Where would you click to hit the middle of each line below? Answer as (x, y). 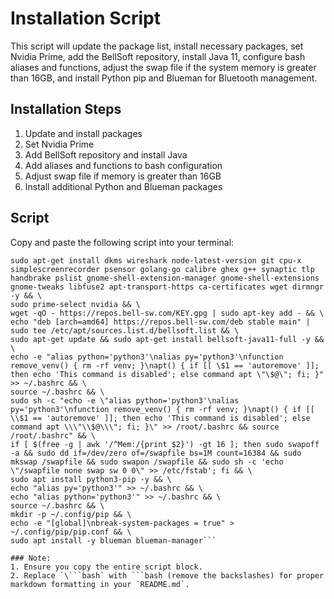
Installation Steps (66, 109)
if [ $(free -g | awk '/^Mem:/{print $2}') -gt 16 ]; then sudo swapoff (165, 444)
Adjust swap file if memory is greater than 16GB (123, 176)
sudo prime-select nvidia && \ (75, 304)
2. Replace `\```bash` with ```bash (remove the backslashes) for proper (167, 575)
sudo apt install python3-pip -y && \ (91, 479)
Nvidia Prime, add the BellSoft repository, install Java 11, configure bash (158, 56)
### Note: (31, 558)
